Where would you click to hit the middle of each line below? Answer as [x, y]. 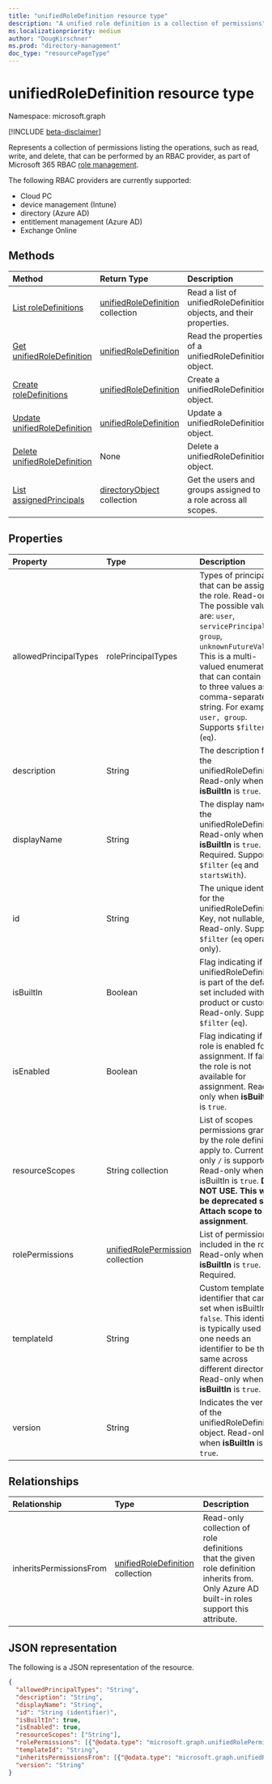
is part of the [224, 982]
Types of [216, 575]
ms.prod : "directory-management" [65, 46]
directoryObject [130, 489]
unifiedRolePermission [149, 1250]
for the [212, 898]
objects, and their [220, 313]
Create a [204, 379]
